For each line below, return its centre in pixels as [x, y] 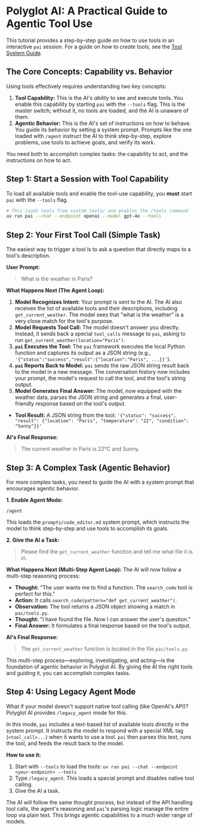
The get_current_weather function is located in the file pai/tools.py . [105, 649]
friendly [24, 404]
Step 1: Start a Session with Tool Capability [87, 179]
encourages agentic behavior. [43, 488]
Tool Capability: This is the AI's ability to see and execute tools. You [99, 97]
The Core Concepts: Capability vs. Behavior [90, 72]
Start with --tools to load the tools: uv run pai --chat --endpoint [96, 766]
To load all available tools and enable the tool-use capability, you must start [99, 193]
